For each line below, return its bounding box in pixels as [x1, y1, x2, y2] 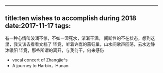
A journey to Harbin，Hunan [12, 62, 69, 68]
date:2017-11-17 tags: [5, 22, 71, 30]
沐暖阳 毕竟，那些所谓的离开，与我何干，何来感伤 [5, 47, 104, 53]
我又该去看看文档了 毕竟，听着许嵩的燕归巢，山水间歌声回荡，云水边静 [13, 41, 155, 47]
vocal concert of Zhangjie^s [12, 57, 68, 63]
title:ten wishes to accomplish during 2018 [5, 14, 137, 22]
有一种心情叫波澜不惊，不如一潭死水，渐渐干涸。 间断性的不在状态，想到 [5, 35, 151, 41]
